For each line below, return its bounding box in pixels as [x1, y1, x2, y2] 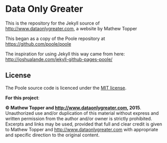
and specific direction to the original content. [5, 132, 100, 138]
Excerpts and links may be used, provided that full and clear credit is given [5, 121, 162, 127]
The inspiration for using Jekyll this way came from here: [5, 51, 125, 57]
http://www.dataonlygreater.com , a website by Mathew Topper [5, 25, 137, 31]
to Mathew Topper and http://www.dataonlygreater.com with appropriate [5, 126, 158, 132]
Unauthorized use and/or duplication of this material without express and [5, 110, 159, 116]
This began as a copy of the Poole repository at [5, 35, 106, 42]
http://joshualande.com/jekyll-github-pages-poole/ [5, 56, 113, 62]
